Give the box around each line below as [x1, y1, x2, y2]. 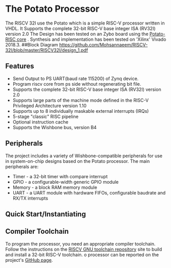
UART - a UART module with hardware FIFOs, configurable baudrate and [12, 189, 166, 196]
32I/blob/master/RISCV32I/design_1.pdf [5, 47, 88, 53]
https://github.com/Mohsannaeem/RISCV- [59, 41, 148, 47]
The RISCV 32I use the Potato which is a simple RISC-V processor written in [5, 20, 165, 26]
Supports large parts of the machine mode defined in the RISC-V [12, 97, 149, 103]
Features [5, 62, 34, 70]
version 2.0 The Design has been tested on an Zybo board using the [5, 31, 149, 37]
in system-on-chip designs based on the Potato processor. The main [5, 158, 150, 164]
